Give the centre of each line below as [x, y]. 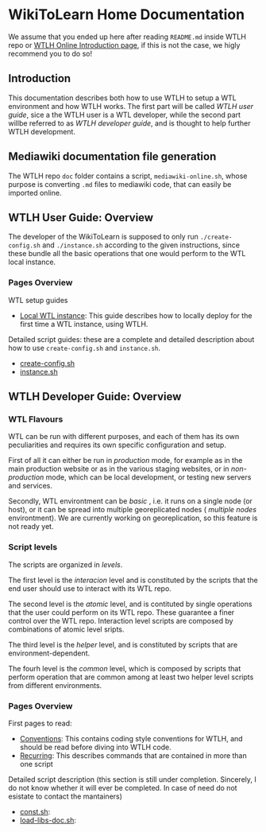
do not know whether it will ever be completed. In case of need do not [123, 787]
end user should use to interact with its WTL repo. [90, 588]
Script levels [33, 547]
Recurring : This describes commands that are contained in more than [133, 755]
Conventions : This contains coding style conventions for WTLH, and [131, 738]
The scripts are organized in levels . [66, 564]
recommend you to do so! [50, 53]
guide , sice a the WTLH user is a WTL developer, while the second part [124, 115]
